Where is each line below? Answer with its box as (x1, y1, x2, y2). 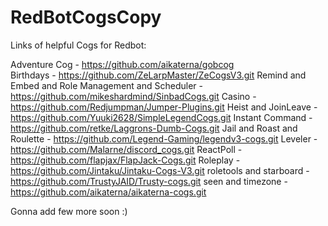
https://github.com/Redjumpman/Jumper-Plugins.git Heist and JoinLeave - (10, 101, 318, 113)
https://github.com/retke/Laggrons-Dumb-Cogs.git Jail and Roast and (10, 122, 298, 134)
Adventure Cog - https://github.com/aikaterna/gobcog (10, 58, 235, 70)
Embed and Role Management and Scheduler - (10, 79, 203, 91)
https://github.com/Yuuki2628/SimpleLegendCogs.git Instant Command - (10, 111, 313, 123)
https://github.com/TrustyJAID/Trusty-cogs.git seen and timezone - (10, 175, 288, 187)
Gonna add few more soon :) (10, 205, 128, 217)
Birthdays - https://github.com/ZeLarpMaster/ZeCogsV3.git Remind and (10, 69, 307, 81)
